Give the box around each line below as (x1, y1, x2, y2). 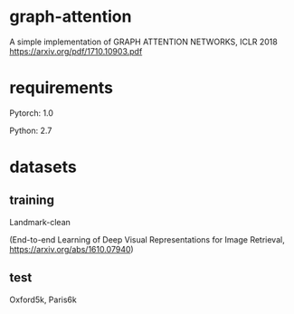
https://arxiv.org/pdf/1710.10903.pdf (9, 45, 143, 56)
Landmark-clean (9, 216, 71, 227)
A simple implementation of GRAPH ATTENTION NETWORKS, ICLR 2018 (9, 36, 278, 47)
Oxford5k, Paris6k (9, 294, 77, 305)
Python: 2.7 (9, 125, 52, 136)
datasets (9, 157, 77, 177)
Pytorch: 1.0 (9, 107, 54, 119)
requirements (9, 78, 113, 99)
